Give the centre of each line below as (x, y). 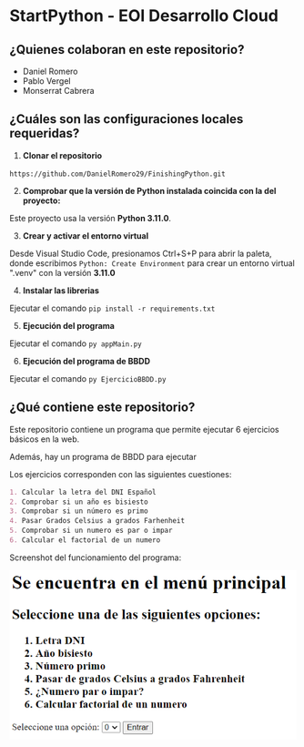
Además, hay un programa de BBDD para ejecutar (103, 456)
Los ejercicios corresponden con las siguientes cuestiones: (121, 474)
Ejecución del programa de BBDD (86, 361)
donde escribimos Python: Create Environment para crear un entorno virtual (152, 263)
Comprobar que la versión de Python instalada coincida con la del (149, 190)
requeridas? (45, 133)
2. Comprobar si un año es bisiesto (79, 502)
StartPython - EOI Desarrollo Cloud (144, 16)
